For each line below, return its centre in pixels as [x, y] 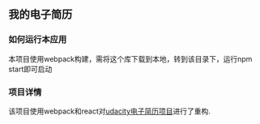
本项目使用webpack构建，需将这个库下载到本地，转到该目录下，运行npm [130, 58]
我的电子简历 [40, 15]
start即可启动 [30, 69]
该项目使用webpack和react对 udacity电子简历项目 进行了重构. [109, 111]
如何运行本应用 [38, 40]
